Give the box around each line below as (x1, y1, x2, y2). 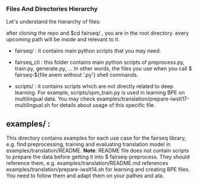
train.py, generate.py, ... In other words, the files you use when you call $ (14, 65, 192, 72)
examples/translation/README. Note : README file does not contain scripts (6, 147, 189, 154)
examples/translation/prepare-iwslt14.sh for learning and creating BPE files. (6, 166, 190, 173)
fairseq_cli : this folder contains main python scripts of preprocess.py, (14, 59, 185, 66)
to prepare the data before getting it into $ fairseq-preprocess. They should (6, 153, 190, 161)
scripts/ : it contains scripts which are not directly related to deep (14, 83, 174, 90)
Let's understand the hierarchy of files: (6, 18, 101, 25)
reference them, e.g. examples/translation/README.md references (6, 160, 168, 167)
